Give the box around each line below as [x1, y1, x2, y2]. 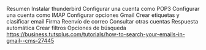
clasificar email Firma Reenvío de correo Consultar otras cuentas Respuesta [6, 18, 199, 25]
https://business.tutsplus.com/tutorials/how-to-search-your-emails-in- [6, 31, 185, 38]
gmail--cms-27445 [6, 37, 55, 44]
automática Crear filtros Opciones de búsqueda [6, 24, 127, 31]
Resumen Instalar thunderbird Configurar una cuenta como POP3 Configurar [6, 5, 200, 12]
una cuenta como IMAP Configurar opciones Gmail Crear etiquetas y [6, 11, 180, 19]
